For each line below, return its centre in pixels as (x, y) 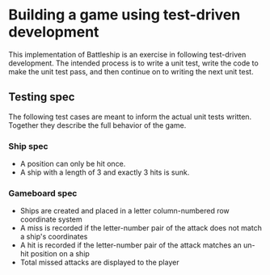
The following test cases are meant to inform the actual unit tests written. (130, 116)
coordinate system (51, 219)
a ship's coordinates (54, 237)
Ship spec (28, 146)
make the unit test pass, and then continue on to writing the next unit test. (131, 71)
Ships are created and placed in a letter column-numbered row (125, 211)
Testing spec (42, 97)
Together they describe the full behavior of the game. (97, 125)
